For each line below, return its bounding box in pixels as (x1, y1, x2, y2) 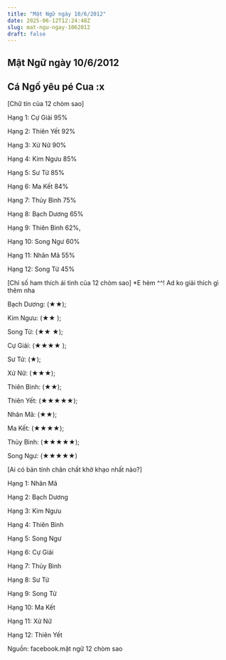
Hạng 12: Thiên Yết (7, 631, 63, 639)
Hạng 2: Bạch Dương (7, 493, 69, 501)
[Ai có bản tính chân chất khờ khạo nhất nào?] (7, 465, 142, 474)
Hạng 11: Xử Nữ (7, 617, 52, 626)
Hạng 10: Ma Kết (7, 603, 55, 612)
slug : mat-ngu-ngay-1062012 (7, 23, 91, 31)
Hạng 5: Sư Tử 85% (7, 169, 65, 177)
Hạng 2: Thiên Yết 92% (7, 127, 76, 136)
